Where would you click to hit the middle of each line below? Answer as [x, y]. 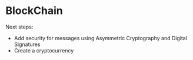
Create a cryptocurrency [44, 50]
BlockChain [34, 11]
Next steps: [19, 27]
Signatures [27, 44]
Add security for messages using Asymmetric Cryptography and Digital [101, 38]
